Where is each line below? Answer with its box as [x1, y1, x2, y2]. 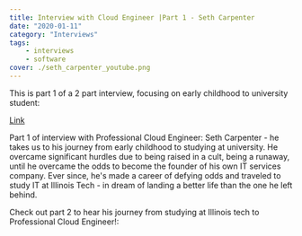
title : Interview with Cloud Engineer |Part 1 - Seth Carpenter [9, 13, 255, 22]
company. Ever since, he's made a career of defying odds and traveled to [9, 170, 281, 180]
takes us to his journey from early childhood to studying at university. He [9, 141, 279, 153]
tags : [9, 38, 30, 48]
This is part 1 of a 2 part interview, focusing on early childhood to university [9, 87, 289, 99]
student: [9, 97, 40, 108]
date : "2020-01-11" [9, 22, 83, 31]
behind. [9, 189, 38, 200]
